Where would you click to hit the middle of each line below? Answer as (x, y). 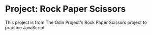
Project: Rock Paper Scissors (65, 9)
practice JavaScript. (26, 27)
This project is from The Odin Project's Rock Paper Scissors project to (76, 22)
